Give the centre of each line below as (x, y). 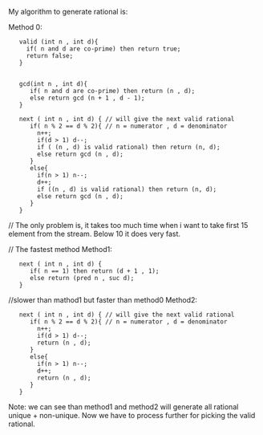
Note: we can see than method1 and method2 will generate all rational (123, 407)
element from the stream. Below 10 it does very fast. (95, 234)
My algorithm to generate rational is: (68, 12)
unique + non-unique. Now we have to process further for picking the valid (132, 415)
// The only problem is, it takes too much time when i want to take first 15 (128, 225)
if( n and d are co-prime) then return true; (103, 49)
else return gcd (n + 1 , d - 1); (87, 98)
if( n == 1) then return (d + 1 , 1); (94, 271)
